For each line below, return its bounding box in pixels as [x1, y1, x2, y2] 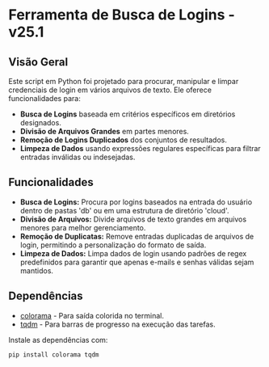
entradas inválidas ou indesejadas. [19, 152, 136, 162]
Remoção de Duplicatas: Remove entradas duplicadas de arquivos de [19, 231, 254, 241]
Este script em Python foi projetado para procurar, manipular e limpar [8, 77, 239, 86]
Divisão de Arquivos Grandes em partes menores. [19, 127, 190, 136]
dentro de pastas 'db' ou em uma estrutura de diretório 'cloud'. [19, 205, 229, 215]
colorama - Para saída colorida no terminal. [19, 310, 164, 320]
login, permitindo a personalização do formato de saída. [19, 240, 207, 250]
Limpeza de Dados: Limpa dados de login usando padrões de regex [19, 248, 247, 258]
